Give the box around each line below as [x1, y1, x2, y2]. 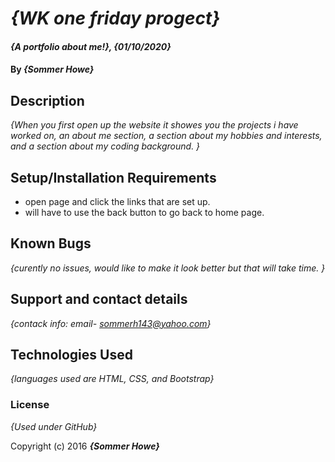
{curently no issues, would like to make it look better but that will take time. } [10, 262, 326, 274]
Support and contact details [10, 291, 188, 308]
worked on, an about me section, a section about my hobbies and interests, [10, 130, 323, 142]
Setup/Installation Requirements [10, 169, 217, 186]
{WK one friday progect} [10, 7, 221, 30]
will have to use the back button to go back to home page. [24, 207, 265, 218]
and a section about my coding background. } [10, 140, 201, 152]
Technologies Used [10, 347, 133, 364]
